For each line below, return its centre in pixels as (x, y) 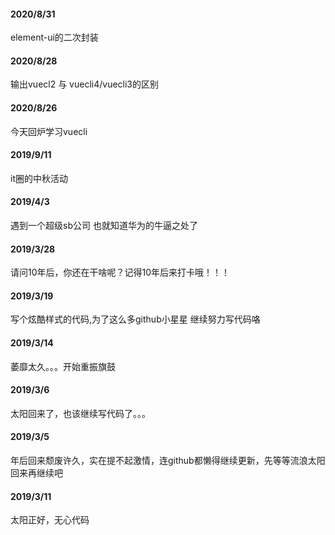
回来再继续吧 (36, 473)
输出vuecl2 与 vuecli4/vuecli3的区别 (85, 84)
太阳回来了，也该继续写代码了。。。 (80, 413)
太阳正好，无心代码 (50, 520)
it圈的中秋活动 (39, 178)
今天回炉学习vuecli (49, 131)
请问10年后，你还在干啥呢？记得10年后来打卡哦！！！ (120, 272)
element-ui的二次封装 (54, 37)
